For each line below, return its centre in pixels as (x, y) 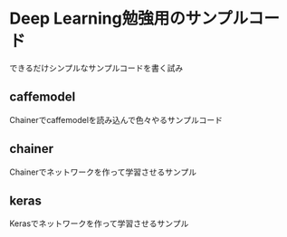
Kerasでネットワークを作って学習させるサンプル (99, 223)
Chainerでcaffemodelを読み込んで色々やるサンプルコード (116, 119)
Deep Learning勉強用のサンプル (129, 19)
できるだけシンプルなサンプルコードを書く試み (96, 68)
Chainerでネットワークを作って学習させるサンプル (103, 172)
